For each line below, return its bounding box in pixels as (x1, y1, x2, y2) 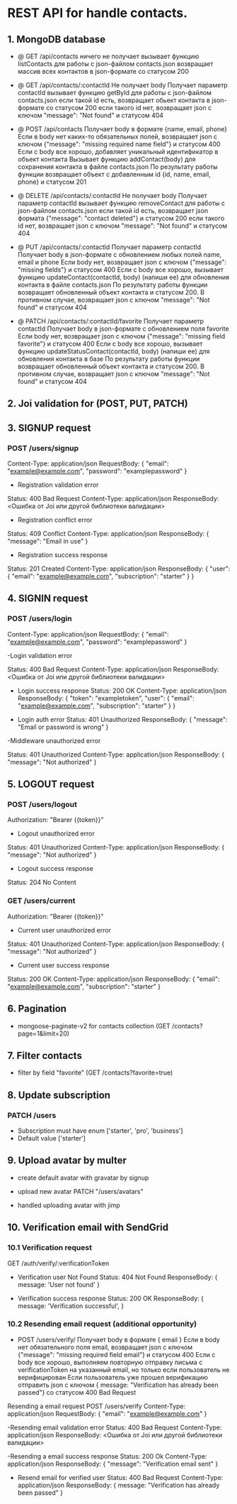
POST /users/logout (7, 800, 78, 810)
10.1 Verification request (7, 1243, 92, 1253)
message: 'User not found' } (17, 1280, 100, 1289)
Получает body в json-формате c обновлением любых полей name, (17, 251, 222, 258)
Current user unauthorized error (17, 926, 112, 934)
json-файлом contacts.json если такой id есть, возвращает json (17, 207, 209, 214)
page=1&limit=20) (17, 1029, 69, 1038)
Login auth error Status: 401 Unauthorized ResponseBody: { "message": (17, 715, 228, 723)
